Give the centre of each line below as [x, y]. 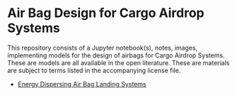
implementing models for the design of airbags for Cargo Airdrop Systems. [116, 55]
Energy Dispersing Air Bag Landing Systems [82, 84]
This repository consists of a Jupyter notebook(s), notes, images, [103, 47]
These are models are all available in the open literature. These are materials [118, 62]
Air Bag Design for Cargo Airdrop [106, 13]
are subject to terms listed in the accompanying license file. [94, 70]
